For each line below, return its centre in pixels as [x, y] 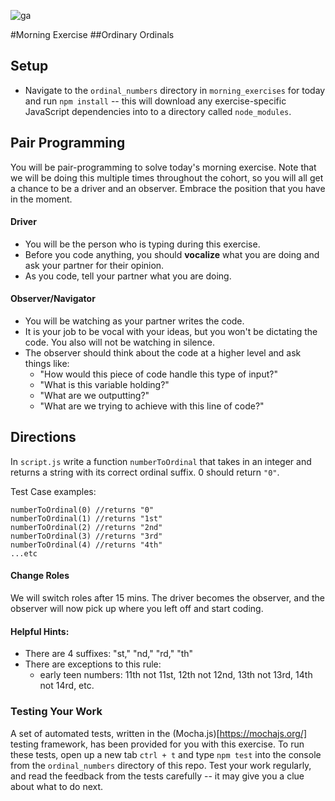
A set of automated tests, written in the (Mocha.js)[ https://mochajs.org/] [159, 733]
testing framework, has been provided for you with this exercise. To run [157, 744]
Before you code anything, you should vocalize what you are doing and [172, 254]
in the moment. [41, 199]
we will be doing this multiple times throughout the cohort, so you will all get [167, 177]
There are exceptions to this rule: [93, 664]
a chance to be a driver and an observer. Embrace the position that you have [168, 188]
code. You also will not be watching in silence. [119, 342]
